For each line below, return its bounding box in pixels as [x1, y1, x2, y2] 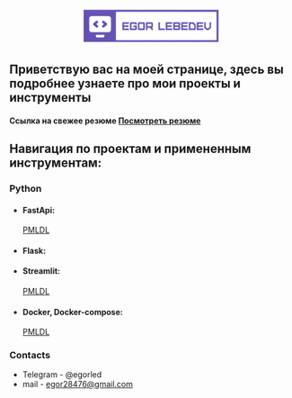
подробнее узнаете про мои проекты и [9, 76, 241, 92]
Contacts [9, 349, 51, 362]
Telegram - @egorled [22, 369, 102, 380]
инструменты [9, 90, 92, 105]
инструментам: [9, 156, 102, 171]
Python [9, 182, 42, 194]
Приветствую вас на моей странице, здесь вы [9, 62, 285, 77]
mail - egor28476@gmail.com [22, 379, 133, 390]
